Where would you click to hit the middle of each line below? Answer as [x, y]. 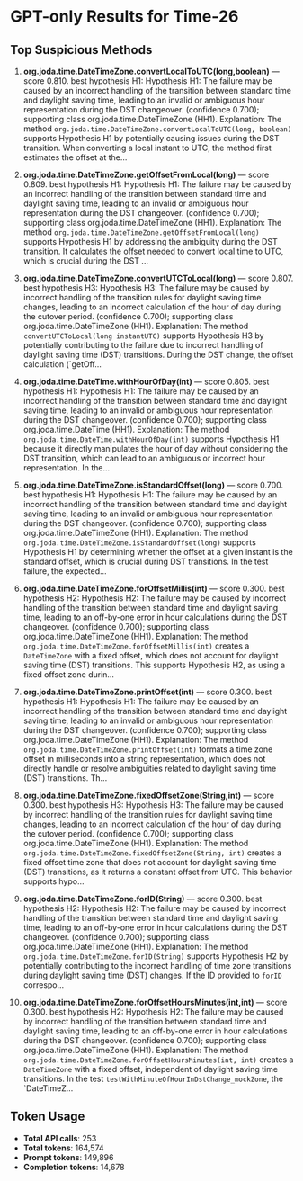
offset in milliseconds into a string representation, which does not [144, 759]
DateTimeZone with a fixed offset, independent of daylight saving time [150, 1069]
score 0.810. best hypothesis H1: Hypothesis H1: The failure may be [147, 81]
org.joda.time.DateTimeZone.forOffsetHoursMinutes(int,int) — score [155, 1002]
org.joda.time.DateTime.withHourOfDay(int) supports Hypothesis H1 [151, 439]
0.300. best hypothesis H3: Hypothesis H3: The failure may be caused [153, 805]
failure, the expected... [65, 571]
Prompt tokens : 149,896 [68, 1157]
